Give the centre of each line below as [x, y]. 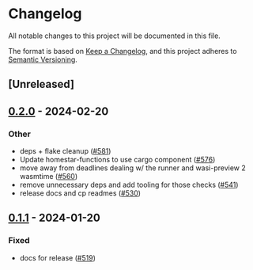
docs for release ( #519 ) [58, 257]
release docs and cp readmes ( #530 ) [80, 193]
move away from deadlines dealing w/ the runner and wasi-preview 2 [133, 168]
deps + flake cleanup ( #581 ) [65, 151]
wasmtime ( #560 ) [49, 177]
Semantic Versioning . [43, 59]
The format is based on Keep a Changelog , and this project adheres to [123, 51]
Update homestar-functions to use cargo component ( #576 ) [117, 160]
